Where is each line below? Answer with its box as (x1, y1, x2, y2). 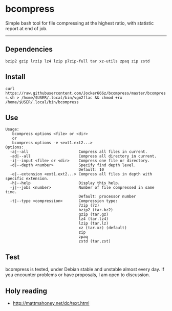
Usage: (5, 127, 19, 132)
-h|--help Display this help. (10, 181, 120, 186)
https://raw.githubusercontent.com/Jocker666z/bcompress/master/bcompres (5, 91, 166, 96)
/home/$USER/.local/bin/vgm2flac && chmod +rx (21, 95, 123, 100)
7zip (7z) (78, 203, 100, 208)
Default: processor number (78, 194, 137, 199)
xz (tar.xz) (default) (78, 226, 127, 231)
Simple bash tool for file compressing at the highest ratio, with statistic (5, 20, 154, 26)
